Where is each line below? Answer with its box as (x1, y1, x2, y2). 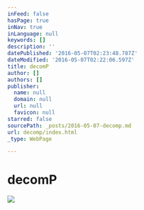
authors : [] (7, 76, 43, 83)
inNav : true (7, 23, 43, 30)
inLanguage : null (7, 30, 59, 37)
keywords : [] (7, 37, 46, 44)
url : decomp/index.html (7, 129, 78, 136)
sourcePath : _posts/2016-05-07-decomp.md (7, 122, 132, 129)
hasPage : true (7, 17, 50, 24)
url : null (13, 103, 43, 110)
